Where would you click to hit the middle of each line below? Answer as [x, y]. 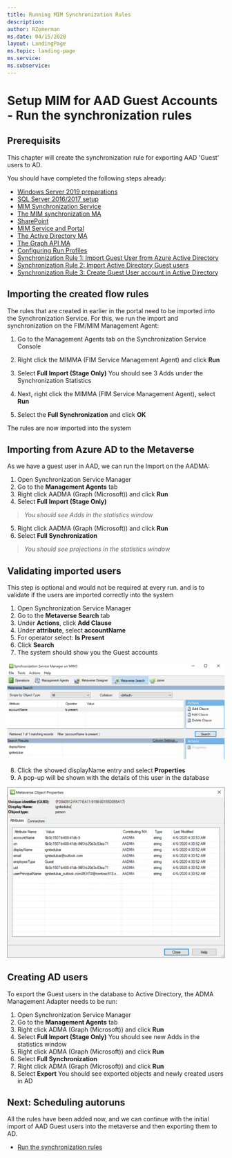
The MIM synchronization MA [59, 214]
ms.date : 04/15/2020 [37, 37]
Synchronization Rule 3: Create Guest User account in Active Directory [118, 272]
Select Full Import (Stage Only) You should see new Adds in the [108, 1036]
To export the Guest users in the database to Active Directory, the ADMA [110, 994]
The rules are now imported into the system [69, 428]
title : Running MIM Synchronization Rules [69, 15]
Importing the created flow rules [78, 294]
